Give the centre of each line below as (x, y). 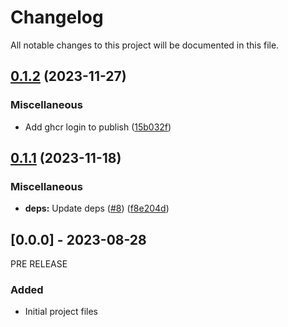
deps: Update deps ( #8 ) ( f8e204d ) (97, 208)
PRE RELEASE (39, 264)
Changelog (57, 17)
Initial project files (61, 312)
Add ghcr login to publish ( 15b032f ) (98, 127)
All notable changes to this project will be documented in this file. (145, 45)
